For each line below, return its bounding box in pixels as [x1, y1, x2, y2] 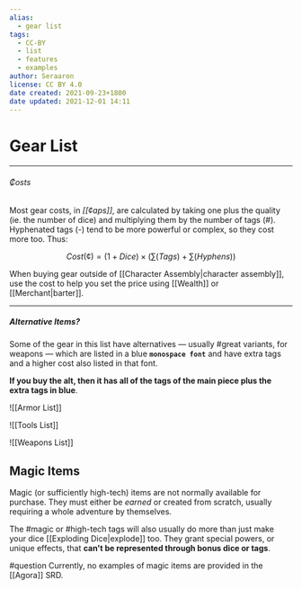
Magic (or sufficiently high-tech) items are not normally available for [9, 487, 262, 498]
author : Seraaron [9, 72, 75, 81]
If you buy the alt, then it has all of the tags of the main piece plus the [9, 375, 272, 387]
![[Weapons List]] [9, 437, 74, 448]
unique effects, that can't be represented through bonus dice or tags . [9, 543, 271, 554]
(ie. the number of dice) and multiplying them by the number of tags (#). [9, 214, 276, 225]
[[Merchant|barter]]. [9, 287, 84, 298]
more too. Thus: [9, 233, 69, 244]
